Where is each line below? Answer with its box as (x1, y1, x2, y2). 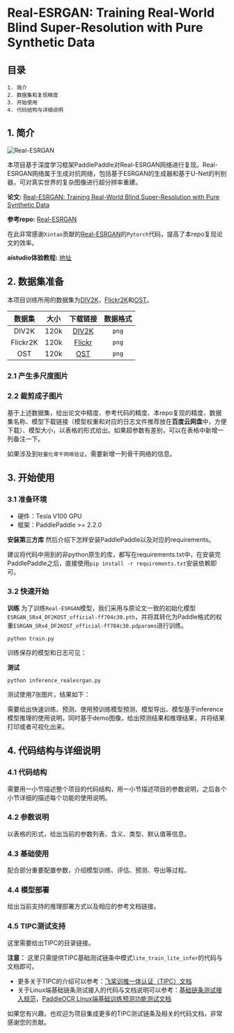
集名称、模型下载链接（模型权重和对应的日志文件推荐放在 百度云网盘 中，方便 (7, 417, 227, 425)
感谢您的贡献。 (7, 1018, 50, 1026)
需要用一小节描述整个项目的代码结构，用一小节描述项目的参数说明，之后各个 (7, 785, 227, 793)
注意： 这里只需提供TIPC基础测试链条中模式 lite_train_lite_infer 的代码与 (7, 953, 223, 962)
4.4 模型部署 (7, 885, 50, 895)
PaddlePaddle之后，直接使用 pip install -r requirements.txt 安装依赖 (7, 559, 211, 567)
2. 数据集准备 (7, 276, 64, 287)
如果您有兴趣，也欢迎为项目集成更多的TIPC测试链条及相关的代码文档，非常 (7, 1009, 223, 1018)
